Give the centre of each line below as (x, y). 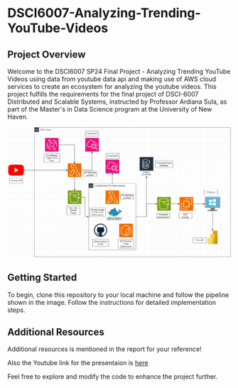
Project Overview (47, 54)
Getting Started (42, 277)
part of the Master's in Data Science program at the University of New (110, 109)
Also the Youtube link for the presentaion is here (78, 363)
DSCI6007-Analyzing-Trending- (104, 13)
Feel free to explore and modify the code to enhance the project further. (113, 377)
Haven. (18, 117)
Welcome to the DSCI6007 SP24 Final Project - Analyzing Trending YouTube (119, 71)
